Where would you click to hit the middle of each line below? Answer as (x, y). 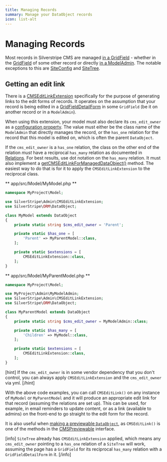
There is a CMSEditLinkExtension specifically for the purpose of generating (83, 96)
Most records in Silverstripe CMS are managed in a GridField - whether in (81, 57)
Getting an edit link (35, 84)
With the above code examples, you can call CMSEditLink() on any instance (83, 392)
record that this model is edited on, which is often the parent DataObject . (80, 137)
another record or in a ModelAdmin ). (41, 112)
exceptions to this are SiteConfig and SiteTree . (53, 68)
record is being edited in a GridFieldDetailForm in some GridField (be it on (82, 107)
